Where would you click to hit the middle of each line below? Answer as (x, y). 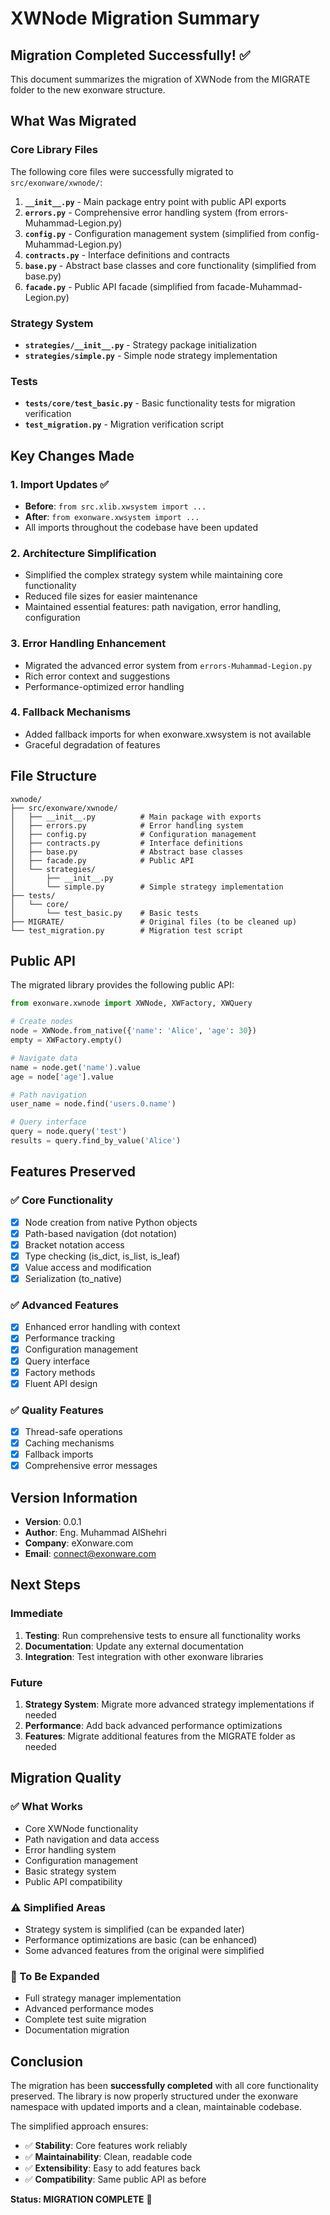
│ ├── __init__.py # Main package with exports (136, 817)
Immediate (37, 1614)
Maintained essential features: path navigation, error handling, (153, 607)
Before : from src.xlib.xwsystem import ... (115, 506)
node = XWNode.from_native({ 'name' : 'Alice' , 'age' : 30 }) (133, 1031)
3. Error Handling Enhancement (88, 644)
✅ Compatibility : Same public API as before (115, 2179)
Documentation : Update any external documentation (134, 1646)
